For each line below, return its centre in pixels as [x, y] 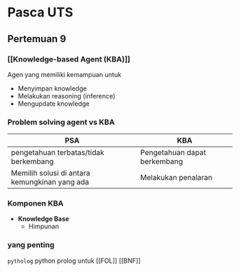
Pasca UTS [40, 12]
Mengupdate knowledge [54, 104]
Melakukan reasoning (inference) [66, 96]
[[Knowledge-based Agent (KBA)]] [69, 59]
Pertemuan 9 [37, 39]
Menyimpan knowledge [52, 88]
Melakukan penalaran [176, 178]
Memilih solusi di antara [51, 173]
